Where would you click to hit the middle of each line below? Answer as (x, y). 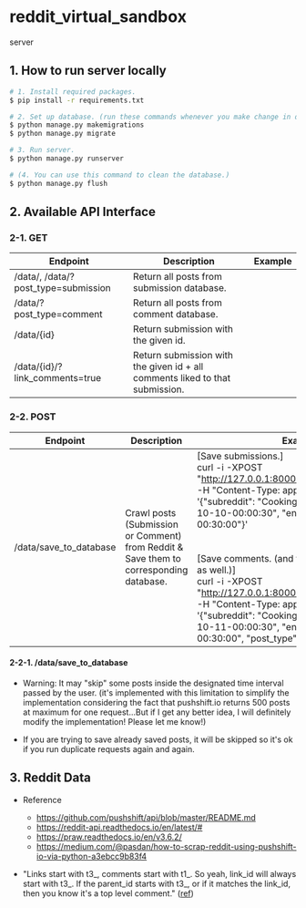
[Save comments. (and (245, 558)
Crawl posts (150, 512)
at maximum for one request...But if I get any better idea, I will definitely (157, 712)
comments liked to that (182, 378)
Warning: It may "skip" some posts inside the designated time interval (153, 683)
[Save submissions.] (240, 456)
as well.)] (217, 570)
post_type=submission (62, 288)
